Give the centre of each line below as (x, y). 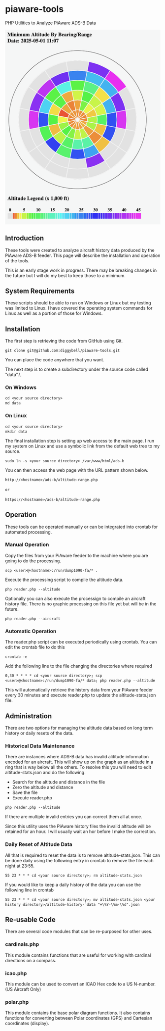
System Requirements (40, 291)
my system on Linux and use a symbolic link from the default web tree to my (82, 446)
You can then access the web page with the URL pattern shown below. (77, 470)
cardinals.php (22, 944)
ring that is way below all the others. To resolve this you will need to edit (78, 767)
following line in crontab (30, 890)
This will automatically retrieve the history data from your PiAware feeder (79, 690)
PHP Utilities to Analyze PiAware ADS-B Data (50, 23)
